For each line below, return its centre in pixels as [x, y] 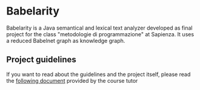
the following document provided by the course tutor [72, 80]
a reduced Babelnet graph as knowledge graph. [66, 40]
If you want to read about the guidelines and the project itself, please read [98, 74]
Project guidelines [42, 59]
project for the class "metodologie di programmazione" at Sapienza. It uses [100, 34]
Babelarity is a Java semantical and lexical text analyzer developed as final [99, 28]
